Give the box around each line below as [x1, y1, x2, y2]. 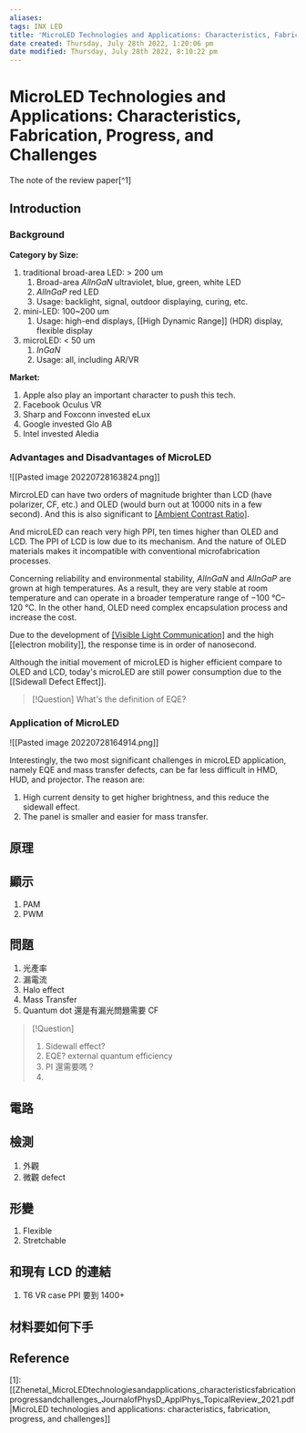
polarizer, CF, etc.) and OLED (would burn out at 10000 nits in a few [9, 499, 262, 510]
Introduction [9, 201, 82, 217]
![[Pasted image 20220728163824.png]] [9, 471, 161, 483]
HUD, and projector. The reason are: [9, 774, 146, 785]
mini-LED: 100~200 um [22, 305, 109, 316]
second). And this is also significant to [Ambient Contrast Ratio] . [9, 509, 250, 520]
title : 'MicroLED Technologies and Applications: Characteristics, [9, 30, 271, 39]
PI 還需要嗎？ [45, 1061, 96, 1072]
